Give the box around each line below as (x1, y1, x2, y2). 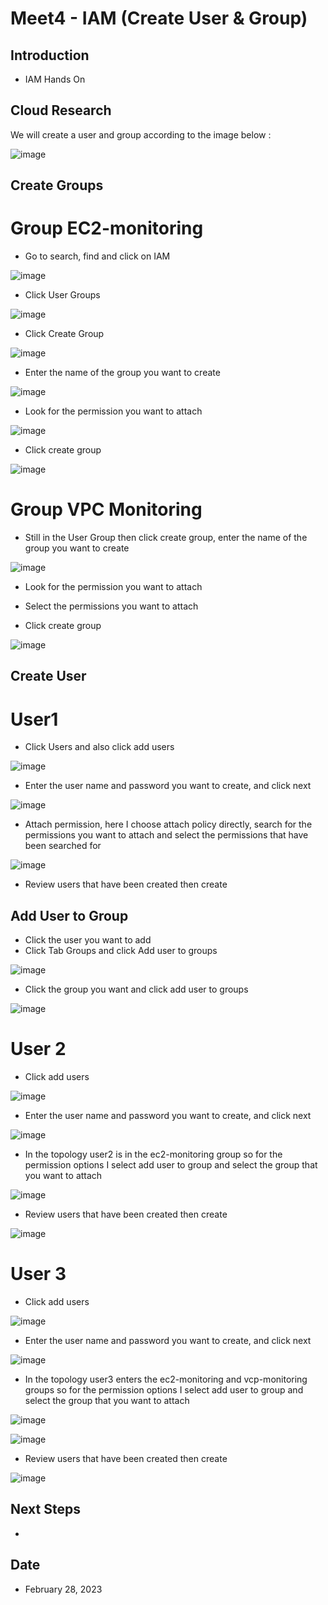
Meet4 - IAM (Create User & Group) (10, 7, 308, 30)
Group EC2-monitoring (10, 217, 204, 240)
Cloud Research (10, 102, 112, 119)
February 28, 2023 (24, 1583, 103, 1595)
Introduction (10, 47, 90, 64)
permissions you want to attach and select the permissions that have (24, 829, 309, 841)
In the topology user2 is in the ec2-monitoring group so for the (24, 1148, 283, 1161)
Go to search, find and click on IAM (24, 250, 171, 262)
